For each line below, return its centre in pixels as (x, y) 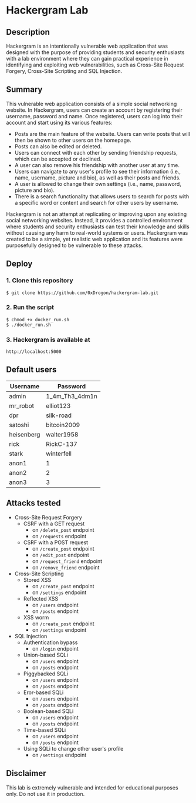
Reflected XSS (41, 598)
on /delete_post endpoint (63, 529)
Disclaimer (26, 773)
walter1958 (62, 434)
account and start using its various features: (59, 122)
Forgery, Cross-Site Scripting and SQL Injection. (64, 71)
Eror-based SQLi (43, 692)
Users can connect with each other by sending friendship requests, (96, 152)
